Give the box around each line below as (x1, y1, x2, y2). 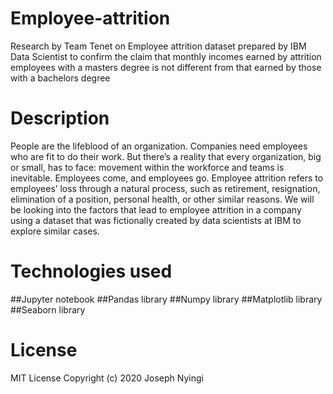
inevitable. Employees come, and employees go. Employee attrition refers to (10, 172, 324, 184)
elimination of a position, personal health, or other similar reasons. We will (10, 193, 315, 205)
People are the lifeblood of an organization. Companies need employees (10, 140, 308, 152)
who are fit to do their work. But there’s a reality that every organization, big (10, 150, 322, 162)
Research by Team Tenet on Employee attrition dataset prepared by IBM (10, 40, 307, 52)
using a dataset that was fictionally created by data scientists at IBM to (10, 214, 302, 226)
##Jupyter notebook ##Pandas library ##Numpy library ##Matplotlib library (10, 293, 323, 305)
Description (10, 107, 110, 130)
